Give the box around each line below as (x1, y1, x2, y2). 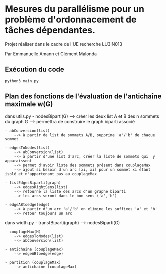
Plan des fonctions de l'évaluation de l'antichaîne (5, 92, 162, 101)
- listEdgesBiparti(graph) (5, 180, 61, 185)
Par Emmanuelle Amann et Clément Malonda (5, 51, 97, 57)
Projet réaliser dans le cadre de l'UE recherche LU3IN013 (5, 41, 122, 47)
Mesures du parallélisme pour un (5, 3, 145, 15)
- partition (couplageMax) (5, 260, 61, 265)
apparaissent (5, 158, 32, 163)
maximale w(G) (5, 100, 53, 108)
